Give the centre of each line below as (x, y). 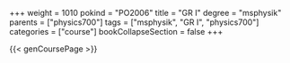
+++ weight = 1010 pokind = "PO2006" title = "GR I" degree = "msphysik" (145, 13)
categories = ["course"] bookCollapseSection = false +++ (116, 31)
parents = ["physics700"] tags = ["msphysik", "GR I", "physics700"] (134, 22)
